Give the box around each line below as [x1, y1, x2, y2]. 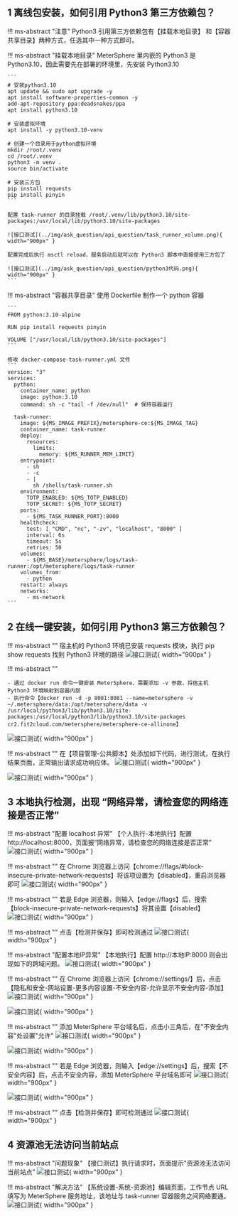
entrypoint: [20, 457, 55, 464]
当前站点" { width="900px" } [7, 1168, 123, 1176]
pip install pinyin [7, 191, 65, 198]
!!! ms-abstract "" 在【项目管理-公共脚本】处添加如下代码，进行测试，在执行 [7, 749, 231, 758]
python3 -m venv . [7, 158, 62, 166]
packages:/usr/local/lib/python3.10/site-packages [7, 217, 161, 225]
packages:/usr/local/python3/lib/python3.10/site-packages [7, 713, 186, 720]
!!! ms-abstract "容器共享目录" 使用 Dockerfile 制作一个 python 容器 [7, 291, 205, 299]
